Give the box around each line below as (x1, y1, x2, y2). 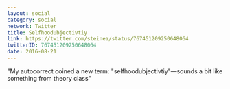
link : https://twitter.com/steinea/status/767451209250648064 (7, 36, 189, 42)
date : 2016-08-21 (7, 49, 57, 55)
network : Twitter (7, 23, 57, 29)
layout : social (7, 10, 51, 17)
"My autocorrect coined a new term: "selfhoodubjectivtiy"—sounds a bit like (7, 66, 223, 75)
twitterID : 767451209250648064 (7, 42, 97, 49)
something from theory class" (7, 74, 91, 82)
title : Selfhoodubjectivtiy (7, 29, 88, 36)
